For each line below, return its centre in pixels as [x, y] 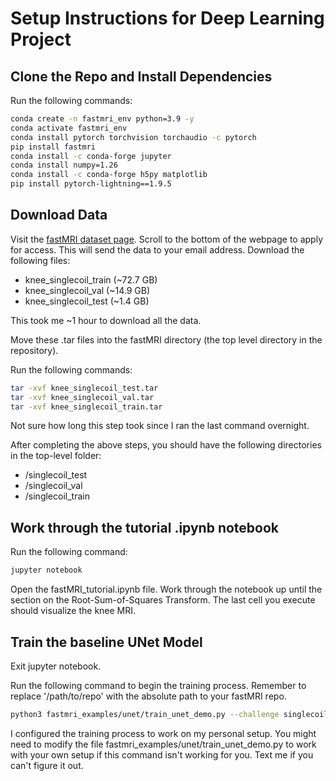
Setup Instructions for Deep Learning [167, 18]
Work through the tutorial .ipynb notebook [145, 527]
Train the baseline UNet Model [106, 642]
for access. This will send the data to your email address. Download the [157, 249]
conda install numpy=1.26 [64, 165]
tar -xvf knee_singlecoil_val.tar [82, 397]
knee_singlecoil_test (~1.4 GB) [87, 301]
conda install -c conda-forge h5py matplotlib [109, 175]
